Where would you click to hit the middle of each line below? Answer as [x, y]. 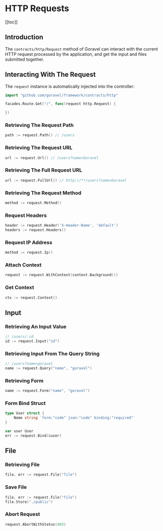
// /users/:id [19, 337]
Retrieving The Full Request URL [44, 170]
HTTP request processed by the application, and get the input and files [76, 54]
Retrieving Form [24, 381]
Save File [16, 487]
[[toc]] [11, 22]
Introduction [24, 37]
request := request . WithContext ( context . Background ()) [62, 275]
